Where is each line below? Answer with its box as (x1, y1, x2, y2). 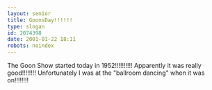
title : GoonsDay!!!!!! (7, 17, 73, 24)
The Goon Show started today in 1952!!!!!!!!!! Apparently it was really (7, 62, 202, 69)
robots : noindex (7, 42, 54, 49)
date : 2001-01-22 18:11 (7, 36, 76, 43)
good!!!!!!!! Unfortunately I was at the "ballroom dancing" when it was (7, 69, 205, 77)
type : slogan (7, 23, 45, 30)
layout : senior (7, 10, 51, 17)
